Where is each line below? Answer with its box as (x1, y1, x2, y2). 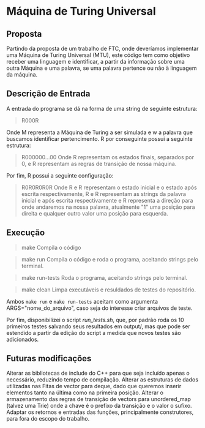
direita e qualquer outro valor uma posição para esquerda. (21, 209, 168, 217)
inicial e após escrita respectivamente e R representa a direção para (21, 197, 193, 204)
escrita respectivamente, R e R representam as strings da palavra (21, 190, 187, 197)
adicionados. (6, 336, 39, 343)
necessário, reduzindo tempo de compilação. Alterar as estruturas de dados (6, 376, 199, 383)
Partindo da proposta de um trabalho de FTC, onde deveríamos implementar (6, 45, 199, 52)
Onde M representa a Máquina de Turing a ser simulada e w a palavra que (6, 129, 193, 136)
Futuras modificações (6, 353, 92, 364)
